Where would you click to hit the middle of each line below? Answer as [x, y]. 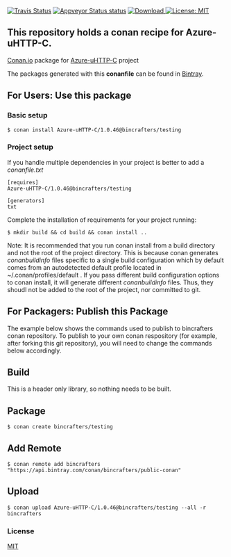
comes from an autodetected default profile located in [84, 267]
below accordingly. [34, 350]
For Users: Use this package [69, 96]
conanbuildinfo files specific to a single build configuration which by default [115, 260]
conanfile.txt [25, 170]
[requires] [23, 182]
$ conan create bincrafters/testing [60, 427]
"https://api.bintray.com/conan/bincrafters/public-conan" [94, 470]
